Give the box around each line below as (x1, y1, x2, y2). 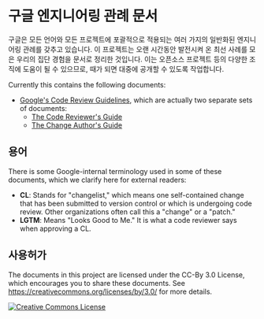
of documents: (19, 103, 68, 113)
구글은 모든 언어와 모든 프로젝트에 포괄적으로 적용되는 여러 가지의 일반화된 (8, 35, 236, 44)
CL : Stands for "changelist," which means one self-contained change (19, 190, 244, 199)
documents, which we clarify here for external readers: (8, 175, 187, 184)
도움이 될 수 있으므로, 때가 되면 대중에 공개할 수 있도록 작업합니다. (22, 64, 225, 73)
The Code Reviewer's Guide (31, 112, 123, 121)
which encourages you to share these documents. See (8, 278, 185, 287)
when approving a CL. (19, 224, 92, 233)
